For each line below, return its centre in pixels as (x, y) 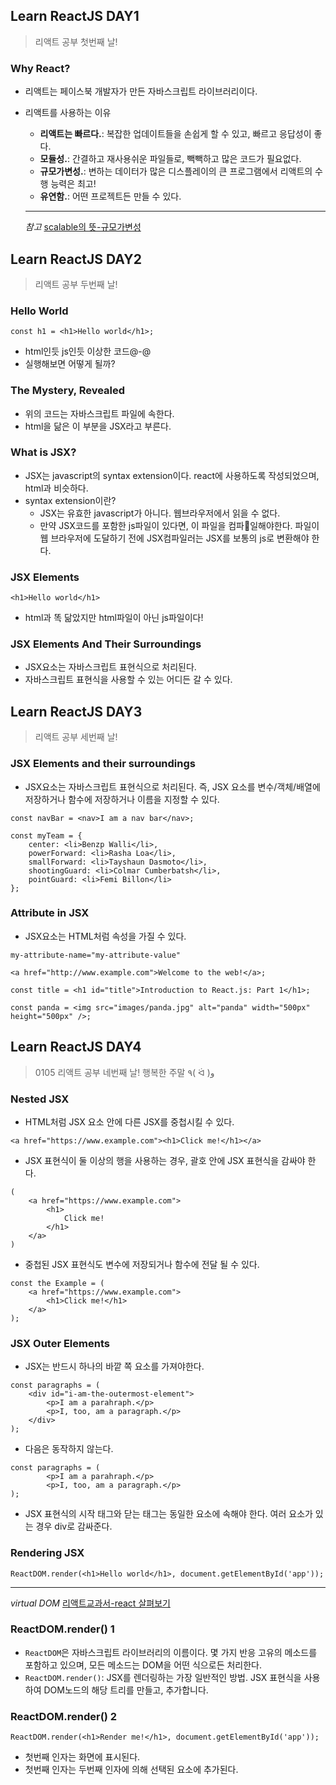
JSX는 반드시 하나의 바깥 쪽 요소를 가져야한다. (114, 1366)
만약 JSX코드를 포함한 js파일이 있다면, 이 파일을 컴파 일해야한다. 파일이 (179, 525)
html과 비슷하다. (56, 488)
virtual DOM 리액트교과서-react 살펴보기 (90, 1603)
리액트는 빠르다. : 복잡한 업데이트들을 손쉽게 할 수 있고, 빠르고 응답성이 (175, 134)
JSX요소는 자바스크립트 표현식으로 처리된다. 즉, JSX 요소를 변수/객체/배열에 (172, 786)
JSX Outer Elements (60, 1343)
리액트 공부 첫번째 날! (76, 41)
